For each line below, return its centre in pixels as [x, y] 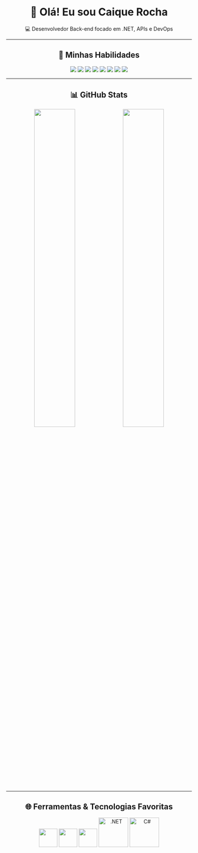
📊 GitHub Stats [99, 95]
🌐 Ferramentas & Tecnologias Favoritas [99, 807]
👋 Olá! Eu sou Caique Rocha [99, 12]
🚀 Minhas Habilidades [99, 55]
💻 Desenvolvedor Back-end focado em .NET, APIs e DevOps [99, 28]
